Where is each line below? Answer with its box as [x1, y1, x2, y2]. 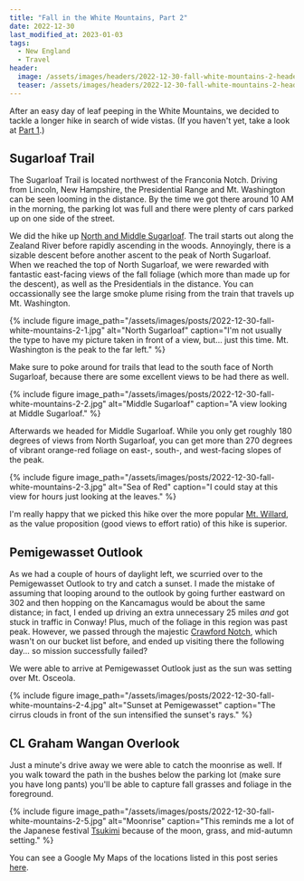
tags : [9, 38, 30, 48]
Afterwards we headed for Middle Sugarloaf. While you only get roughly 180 [9, 426, 292, 437]
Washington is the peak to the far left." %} [9, 345, 166, 355]
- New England [17, 47, 71, 56]
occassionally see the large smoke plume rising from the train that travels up [9, 289, 294, 299]
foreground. [9, 789, 54, 800]
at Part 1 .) [9, 124, 45, 136]
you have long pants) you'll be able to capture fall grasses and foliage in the [9, 779, 292, 790]
